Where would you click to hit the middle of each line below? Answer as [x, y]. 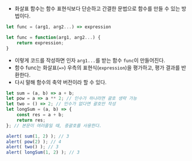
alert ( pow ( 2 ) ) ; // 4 [34, 142]
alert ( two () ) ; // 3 [32, 147]
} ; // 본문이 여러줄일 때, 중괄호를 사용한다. [54, 125]
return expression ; [40, 43]
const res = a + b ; [40, 115]
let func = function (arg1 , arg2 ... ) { [53, 37]
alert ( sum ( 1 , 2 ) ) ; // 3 [37, 136]
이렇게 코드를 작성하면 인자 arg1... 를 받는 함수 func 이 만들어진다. [90, 60]
